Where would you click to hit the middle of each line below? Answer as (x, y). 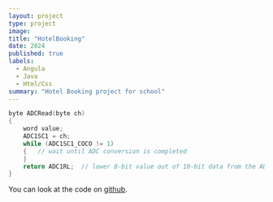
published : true (36, 54)
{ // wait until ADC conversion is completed (105, 151)
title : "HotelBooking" (47, 39)
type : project (32, 24)
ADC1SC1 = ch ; (47, 136)
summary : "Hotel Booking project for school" (87, 91)
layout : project (36, 16)
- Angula (30, 69)
